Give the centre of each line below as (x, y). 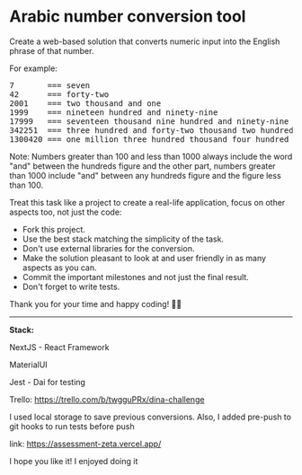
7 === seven (50, 85)
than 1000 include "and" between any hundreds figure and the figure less (145, 175)
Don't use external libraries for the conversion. (108, 248)
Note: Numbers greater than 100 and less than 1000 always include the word (151, 156)
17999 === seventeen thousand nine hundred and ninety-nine (149, 121)
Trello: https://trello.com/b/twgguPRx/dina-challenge (107, 399)
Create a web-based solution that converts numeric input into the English (145, 41)
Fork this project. (53, 229)
